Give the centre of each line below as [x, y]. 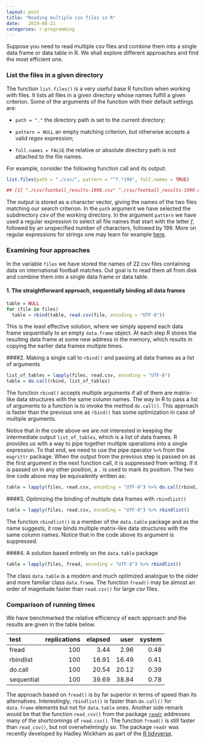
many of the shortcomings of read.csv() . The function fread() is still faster [101, 720]
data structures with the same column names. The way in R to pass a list [107, 399]
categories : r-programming [41, 29]
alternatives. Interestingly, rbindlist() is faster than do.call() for [89, 701]
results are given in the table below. [51, 625]
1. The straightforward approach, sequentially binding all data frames [96, 291]
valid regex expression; [45, 138]
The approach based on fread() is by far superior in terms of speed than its [102, 695]
